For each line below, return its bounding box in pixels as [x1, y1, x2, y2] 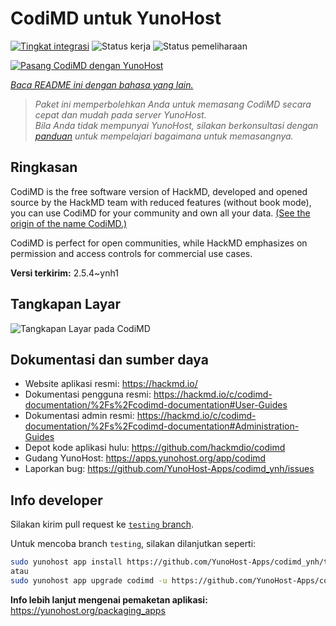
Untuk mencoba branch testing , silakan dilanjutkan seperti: [10, 538, 257, 550]
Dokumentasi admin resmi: [24, 410, 135, 422]
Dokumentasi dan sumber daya [10, 351, 209, 368]
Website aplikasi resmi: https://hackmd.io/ [24, 378, 198, 390]
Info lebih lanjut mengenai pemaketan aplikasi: [10, 593, 208, 606]
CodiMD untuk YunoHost [10, 7, 222, 30]
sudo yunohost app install [10, 557, 123, 567]
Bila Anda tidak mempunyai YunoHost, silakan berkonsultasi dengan [34, 119, 319, 131]
